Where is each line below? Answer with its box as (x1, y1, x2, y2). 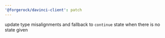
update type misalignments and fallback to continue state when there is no (5, 21, 160, 27)
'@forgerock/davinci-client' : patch (5, 7, 82, 13)
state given (5, 26, 28, 33)
